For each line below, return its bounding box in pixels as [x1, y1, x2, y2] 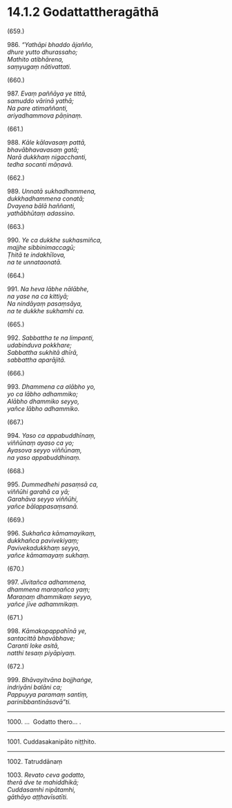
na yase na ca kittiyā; [7, 292, 69, 300]
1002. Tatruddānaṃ [7, 757, 63, 765]
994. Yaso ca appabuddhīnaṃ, [7, 431, 96, 439]
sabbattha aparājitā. [7, 356, 66, 364]
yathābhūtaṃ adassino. [7, 209, 75, 217]
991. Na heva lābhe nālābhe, [7, 284, 89, 293]
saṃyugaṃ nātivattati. [7, 62, 72, 71]
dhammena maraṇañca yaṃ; [7, 585, 90, 594]
